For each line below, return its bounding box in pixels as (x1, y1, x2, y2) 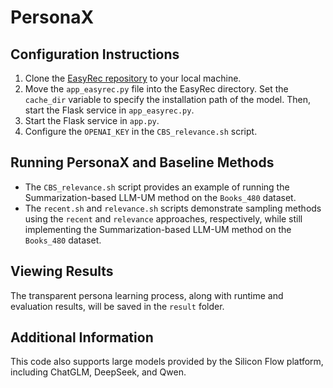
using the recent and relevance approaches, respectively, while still (24, 212, 303, 225)
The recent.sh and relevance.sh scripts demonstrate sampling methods (24, 202, 322, 214)
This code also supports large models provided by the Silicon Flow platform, (10, 356, 324, 368)
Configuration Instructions (10, 46, 180, 63)
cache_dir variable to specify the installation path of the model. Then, (24, 94, 311, 105)
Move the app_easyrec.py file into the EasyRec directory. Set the (24, 83, 289, 95)
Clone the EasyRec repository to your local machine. (24, 72, 242, 84)
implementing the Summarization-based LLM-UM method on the (24, 223, 292, 235)
